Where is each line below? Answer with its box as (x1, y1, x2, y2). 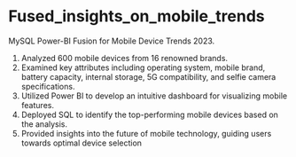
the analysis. (20, 118, 68, 130)
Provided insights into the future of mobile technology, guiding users (20, 128, 272, 138)
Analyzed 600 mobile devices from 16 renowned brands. (20, 52, 228, 63)
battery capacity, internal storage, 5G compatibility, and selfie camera (20, 71, 277, 82)
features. (20, 99, 55, 110)
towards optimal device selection (20, 137, 143, 148)
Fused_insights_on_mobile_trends (8, 6, 265, 27)
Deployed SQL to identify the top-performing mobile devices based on (20, 109, 278, 120)
